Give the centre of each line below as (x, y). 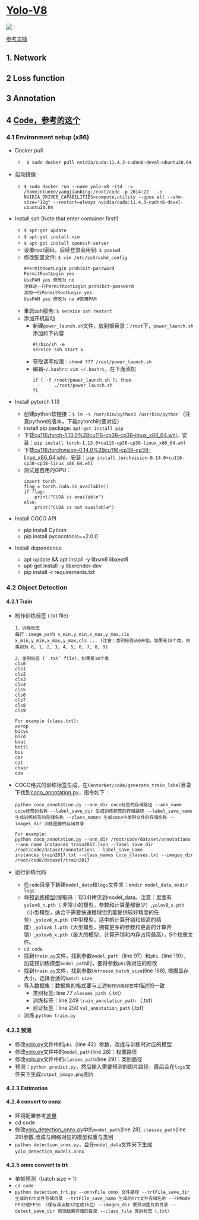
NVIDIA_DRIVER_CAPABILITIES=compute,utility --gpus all (94, 197)
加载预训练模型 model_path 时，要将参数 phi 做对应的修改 (90, 963)
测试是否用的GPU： (48, 470)
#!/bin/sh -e (49, 344)
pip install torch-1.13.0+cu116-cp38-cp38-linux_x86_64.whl (110, 443)
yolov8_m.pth (52, 920)
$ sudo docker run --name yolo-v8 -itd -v (78, 186)
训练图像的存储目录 (64, 823)
